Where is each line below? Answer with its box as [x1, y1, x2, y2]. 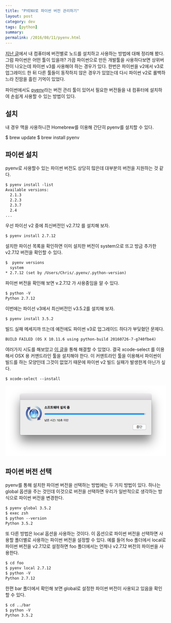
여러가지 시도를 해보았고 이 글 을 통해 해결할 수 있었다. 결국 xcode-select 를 [5, 346, 155, 352]
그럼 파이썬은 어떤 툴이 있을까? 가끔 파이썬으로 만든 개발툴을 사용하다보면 [5, 57, 151, 63]
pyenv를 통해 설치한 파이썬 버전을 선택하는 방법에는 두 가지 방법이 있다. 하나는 [5, 482, 161, 488]
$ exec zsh [5, 511, 29, 516]
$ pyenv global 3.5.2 [5, 506, 52, 511]
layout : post [5, 13, 33, 19]
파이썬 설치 [5, 151, 38, 159]
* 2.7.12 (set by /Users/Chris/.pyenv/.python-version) [5, 270, 127, 275]
